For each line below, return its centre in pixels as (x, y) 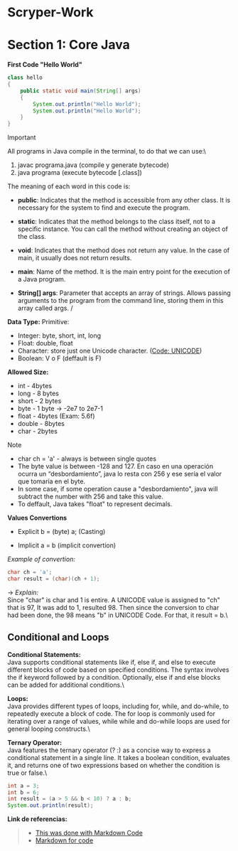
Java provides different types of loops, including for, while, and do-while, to (118, 706)
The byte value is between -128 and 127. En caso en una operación (115, 466)
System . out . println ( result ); (50, 805)
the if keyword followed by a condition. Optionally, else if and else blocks (114, 677)
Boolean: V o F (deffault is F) (59, 358)
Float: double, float (45, 343)
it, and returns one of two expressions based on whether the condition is (114, 765)
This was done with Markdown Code (89, 833)
